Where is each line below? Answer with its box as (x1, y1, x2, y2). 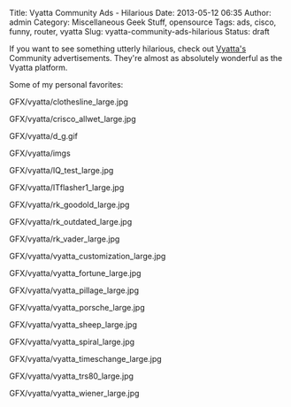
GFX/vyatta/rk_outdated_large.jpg (9, 217, 133, 227)
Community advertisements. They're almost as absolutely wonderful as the (9, 53, 283, 63)
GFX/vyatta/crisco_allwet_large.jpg (9, 114, 136, 124)
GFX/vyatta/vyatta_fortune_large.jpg (9, 268, 142, 278)
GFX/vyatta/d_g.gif (9, 131, 78, 141)
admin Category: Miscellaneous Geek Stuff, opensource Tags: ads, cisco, (9, 17, 277, 27)
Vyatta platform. (9, 62, 68, 73)
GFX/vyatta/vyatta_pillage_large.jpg (9, 285, 140, 296)
